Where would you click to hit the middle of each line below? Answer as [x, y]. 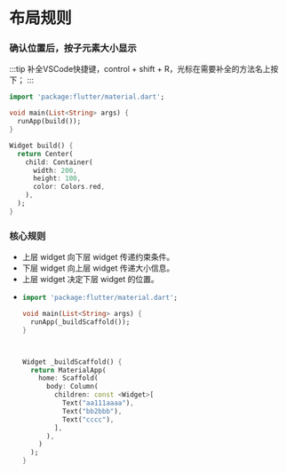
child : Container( [59, 162]
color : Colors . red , [68, 187]
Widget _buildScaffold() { [72, 362]
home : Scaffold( [68, 378]
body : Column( [72, 387]
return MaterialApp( [68, 370]
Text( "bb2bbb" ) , [92, 411]
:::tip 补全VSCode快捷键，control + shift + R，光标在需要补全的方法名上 [140, 69]
